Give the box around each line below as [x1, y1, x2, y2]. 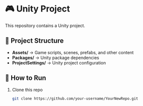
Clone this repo [12, 87, 43, 92]
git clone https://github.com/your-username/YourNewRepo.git [12, 96, 139, 101]
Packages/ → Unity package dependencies [12, 55, 99, 61]
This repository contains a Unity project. [5, 22, 85, 29]
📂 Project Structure [5, 37, 64, 45]
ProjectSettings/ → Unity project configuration [12, 60, 106, 65]
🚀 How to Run [5, 74, 47, 82]
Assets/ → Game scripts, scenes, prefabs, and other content [12, 49, 134, 55]
